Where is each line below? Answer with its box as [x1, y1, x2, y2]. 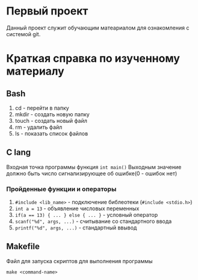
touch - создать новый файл [14, 117, 87, 124]
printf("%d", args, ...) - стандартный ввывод [14, 224, 137, 231]
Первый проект [6, 4, 88, 18]
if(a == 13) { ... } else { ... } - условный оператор [14, 211, 158, 219]
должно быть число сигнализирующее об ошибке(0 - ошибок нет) [6, 170, 178, 177]
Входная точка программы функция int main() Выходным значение [6, 163, 182, 170]
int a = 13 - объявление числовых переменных [14, 205, 140, 212]
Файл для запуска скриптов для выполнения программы [6, 257, 153, 264]
